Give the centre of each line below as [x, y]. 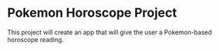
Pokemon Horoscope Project [92, 13]
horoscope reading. [36, 39]
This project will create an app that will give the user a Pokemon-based [109, 32]
